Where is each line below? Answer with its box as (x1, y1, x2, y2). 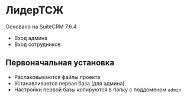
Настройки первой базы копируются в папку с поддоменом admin (14, 86, 182, 93)
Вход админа (14, 34, 48, 41)
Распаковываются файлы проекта (14, 73, 101, 80)
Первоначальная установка (5, 58, 115, 68)
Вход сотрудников (14, 41, 61, 48)
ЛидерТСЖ (5, 4, 64, 17)
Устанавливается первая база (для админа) (14, 80, 125, 87)
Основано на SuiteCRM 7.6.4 (5, 23, 77, 30)
